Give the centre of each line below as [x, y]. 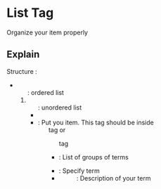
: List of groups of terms [94, 157]
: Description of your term [114, 178]
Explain [23, 54]
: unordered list [60, 107]
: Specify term [79, 171]
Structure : [22, 71]
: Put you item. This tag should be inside [96, 122]
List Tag [30, 13]
